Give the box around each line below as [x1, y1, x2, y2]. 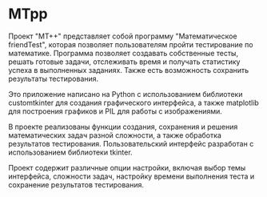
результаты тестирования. [8, 74, 99, 83]
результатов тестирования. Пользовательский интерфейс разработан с [8, 139, 254, 148]
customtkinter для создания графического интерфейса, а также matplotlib [8, 98, 260, 107]
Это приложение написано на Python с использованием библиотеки [8, 89, 243, 98]
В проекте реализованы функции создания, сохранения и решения [8, 122, 238, 131]
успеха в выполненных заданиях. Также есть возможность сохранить [8, 65, 249, 74]
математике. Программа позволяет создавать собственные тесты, [8, 48, 238, 58]
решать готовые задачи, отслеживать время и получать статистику [8, 57, 241, 66]
